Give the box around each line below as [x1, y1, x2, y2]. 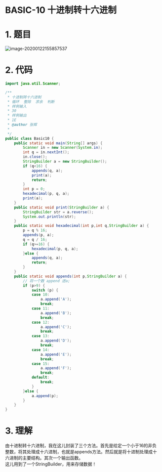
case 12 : [31, 320, 50, 325]
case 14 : [31, 347, 50, 352]
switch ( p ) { [31, 288, 58, 293]
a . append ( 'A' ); [40, 297, 72, 302]
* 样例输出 [7, 113, 27, 118]
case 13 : [31, 334, 50, 339]
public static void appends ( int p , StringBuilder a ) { [14, 274, 127, 279]
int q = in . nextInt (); [23, 150, 70, 155]
